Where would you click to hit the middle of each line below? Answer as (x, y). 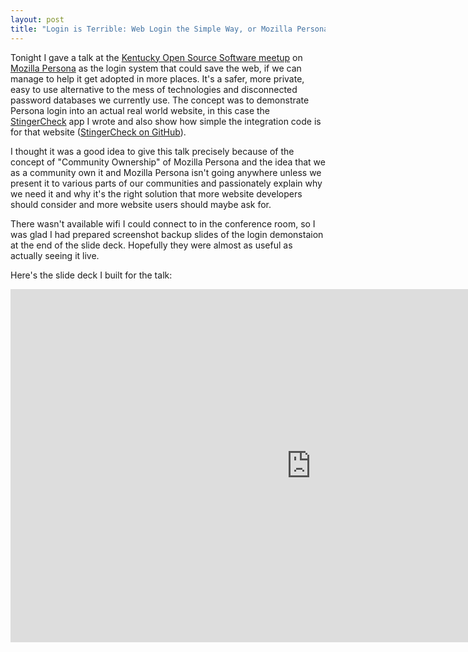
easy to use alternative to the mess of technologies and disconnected (154, 89)
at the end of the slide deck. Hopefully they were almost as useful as (151, 245)
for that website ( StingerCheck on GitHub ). (98, 132)
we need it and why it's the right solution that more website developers (156, 193)
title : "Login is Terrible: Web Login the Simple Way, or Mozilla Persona (169, 29)
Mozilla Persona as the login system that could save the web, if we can (156, 68)
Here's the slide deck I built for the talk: (91, 275)
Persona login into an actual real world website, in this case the (140, 110)
